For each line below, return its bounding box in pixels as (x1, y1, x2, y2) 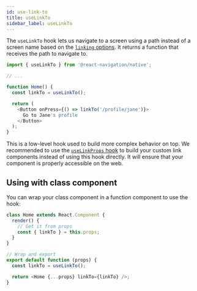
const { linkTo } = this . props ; (17, 229, 100, 235)
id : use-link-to (6, 9, 48, 15)
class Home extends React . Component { (6, 212, 105, 218)
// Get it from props (17, 223, 72, 229)
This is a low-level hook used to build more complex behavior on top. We (6, 140, 190, 147)
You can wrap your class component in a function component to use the (6, 193, 188, 201)
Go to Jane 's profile (22, 112, 78, 118)
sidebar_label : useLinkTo (6, 20, 72, 26)
